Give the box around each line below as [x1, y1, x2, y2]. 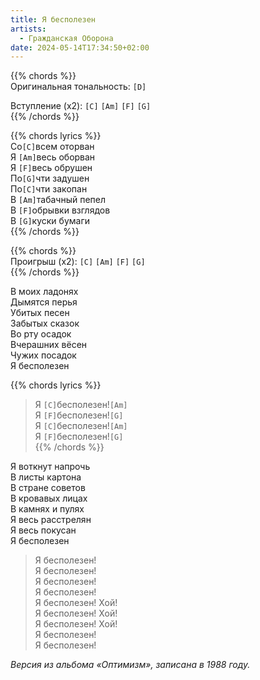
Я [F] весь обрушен [10, 162, 93, 174]
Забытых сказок [10, 317, 80, 330]
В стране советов [10, 482, 86, 494]
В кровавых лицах [10, 492, 88, 505]
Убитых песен [10, 307, 70, 319]
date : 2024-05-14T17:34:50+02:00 [10, 42, 150, 53]
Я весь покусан [10, 524, 77, 536]
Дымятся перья [10, 296, 78, 308]
